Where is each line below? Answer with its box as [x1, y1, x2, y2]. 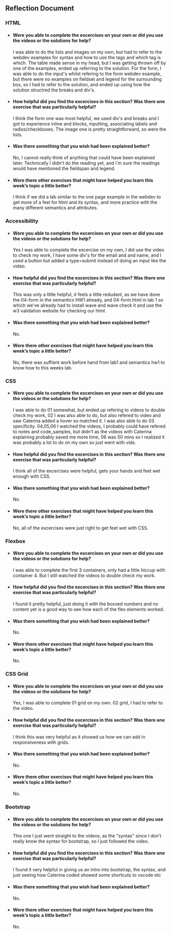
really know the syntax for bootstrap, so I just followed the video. [12, 838, 149, 844]
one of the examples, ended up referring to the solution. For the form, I [12, 65, 162, 71]
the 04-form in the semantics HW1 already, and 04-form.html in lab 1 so [12, 297, 164, 303]
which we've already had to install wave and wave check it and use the [12, 302, 162, 308]
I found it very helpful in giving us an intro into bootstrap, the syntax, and [12, 867, 166, 873]
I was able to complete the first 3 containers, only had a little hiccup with [12, 567, 166, 573]
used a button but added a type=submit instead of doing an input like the [12, 258, 166, 264]
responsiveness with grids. [12, 739, 70, 745]
